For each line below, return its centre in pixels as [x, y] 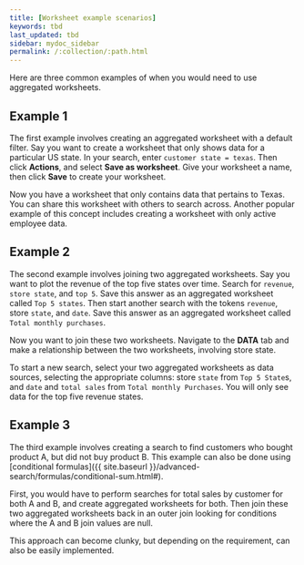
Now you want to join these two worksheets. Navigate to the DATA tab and [149, 340]
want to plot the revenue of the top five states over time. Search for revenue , [152, 283]
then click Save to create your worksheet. [88, 176]
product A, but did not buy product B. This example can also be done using [150, 457]
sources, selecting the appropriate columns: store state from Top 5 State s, [151, 377]
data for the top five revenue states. [76, 396]
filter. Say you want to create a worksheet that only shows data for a [137, 148]
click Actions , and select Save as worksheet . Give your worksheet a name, [151, 167]
